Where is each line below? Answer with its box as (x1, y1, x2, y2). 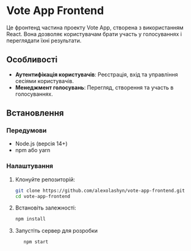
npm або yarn (15, 147, 51, 154)
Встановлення (6, 108, 64, 118)
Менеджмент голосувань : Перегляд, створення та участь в (15, 84, 174, 91)
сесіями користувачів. (15, 77, 74, 84)
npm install (15, 216, 46, 222)
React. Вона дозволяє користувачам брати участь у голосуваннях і (6, 30, 182, 37)
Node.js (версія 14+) (15, 140, 68, 147)
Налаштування (6, 162, 54, 170)
